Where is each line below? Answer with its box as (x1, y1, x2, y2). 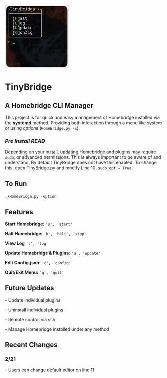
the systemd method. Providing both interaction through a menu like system (5, 120, 162, 126)
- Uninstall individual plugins (5, 307, 64, 313)
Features (5, 208, 33, 216)
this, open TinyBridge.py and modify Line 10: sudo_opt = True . (5, 165, 133, 171)
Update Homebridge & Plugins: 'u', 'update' (5, 250, 101, 256)
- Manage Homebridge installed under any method (5, 326, 110, 332)
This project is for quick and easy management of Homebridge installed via (5, 115, 160, 120)
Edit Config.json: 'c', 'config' (5, 259, 71, 265)
